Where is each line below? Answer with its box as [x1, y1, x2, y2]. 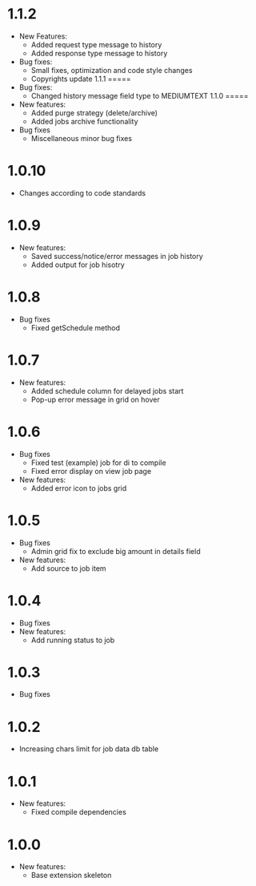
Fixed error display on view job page [30, 466, 152, 475]
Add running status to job [30, 635, 115, 645]
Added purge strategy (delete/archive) [30, 107, 158, 117]
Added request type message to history [30, 39, 162, 49]
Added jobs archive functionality [30, 116, 138, 126]
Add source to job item [30, 563, 106, 573]
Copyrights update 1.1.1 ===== [30, 74, 131, 83]
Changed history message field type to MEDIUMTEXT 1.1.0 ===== [30, 91, 249, 100]
